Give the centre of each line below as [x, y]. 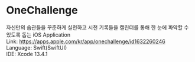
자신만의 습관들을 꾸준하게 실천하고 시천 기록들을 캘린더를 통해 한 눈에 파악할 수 [97, 27]
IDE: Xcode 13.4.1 [27, 54]
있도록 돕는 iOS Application [38, 35]
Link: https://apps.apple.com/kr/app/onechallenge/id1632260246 [86, 41]
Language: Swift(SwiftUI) [37, 47]
